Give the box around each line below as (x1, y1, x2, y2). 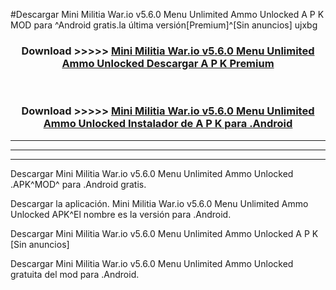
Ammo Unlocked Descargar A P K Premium (61, 56, 275, 70)
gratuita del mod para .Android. (10, 268, 140, 280)
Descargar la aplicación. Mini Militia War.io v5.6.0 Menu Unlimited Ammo (10, 197, 309, 209)
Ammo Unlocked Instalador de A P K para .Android (43, 117, 293, 131)
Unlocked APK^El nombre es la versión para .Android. (10, 208, 232, 220)
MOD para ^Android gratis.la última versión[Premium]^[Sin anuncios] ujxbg (10, 19, 318, 31)
